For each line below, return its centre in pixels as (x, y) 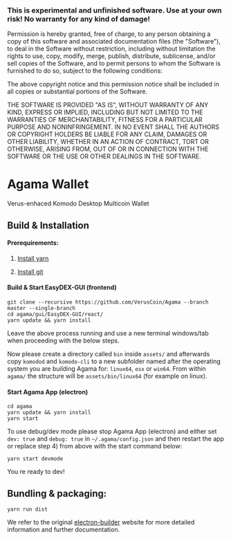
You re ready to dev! (36, 472)
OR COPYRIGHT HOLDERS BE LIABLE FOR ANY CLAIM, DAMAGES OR (107, 134)
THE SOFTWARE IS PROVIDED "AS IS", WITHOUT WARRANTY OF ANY (108, 105)
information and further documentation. (63, 530)
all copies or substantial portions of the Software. (77, 91)
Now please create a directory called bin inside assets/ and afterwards (109, 354)
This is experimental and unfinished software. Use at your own (115, 10)
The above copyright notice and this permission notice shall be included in (113, 84)
